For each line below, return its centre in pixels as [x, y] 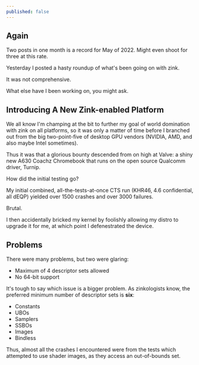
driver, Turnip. [23, 167]
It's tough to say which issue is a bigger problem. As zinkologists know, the [98, 289]
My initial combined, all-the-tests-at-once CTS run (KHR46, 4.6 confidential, [100, 191]
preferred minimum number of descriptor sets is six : [70, 295]
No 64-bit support [37, 277]
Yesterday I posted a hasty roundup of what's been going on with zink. [93, 68]
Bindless [25, 338]
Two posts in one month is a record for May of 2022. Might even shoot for [97, 50]
